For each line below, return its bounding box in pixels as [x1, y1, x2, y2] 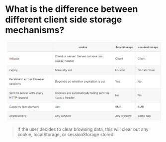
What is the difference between [5, 3, 138, 15]
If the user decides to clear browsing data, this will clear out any [17, 126, 149, 132]
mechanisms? [5, 25, 65, 36]
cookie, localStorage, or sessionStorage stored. [17, 132, 115, 138]
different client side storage [5, 14, 122, 25]
